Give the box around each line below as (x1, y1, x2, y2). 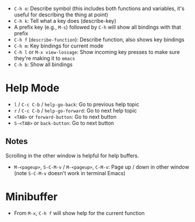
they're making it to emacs (13, 55, 75, 62)
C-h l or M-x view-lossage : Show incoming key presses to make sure (13, 49, 180, 55)
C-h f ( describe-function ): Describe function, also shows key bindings (13, 36, 184, 43)
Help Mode (5, 81, 60, 95)
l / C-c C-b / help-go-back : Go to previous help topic (13, 101, 140, 108)
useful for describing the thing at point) (13, 11, 109, 18)
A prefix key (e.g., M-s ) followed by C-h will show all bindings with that (13, 23, 182, 30)
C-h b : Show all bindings (13, 61, 73, 68)
